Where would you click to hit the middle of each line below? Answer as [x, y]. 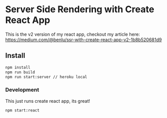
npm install [18, 67]
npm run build [20, 72]
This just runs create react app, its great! [48, 101]
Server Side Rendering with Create [80, 9]
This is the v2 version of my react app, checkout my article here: [73, 34]
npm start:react [22, 110]
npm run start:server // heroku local [46, 77]
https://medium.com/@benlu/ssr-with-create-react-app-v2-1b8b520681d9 [83, 40]
